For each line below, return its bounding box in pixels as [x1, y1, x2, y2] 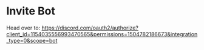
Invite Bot [6, 4, 56, 18]
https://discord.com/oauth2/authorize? [41, 24, 138, 31]
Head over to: [6, 24, 41, 31]
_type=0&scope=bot [6, 37, 58, 44]
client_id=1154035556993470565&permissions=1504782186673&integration [6, 30, 198, 37]
